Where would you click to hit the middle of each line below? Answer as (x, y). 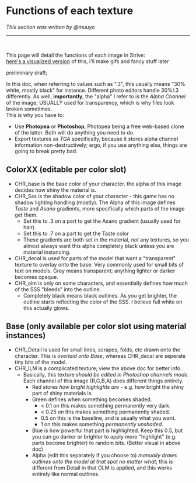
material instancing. (47, 252)
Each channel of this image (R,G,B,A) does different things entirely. (103, 381)
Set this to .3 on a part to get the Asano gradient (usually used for (102, 221)
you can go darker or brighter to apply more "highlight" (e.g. (104, 436)
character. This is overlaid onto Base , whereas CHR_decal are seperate (100, 356)
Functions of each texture (70, 11)
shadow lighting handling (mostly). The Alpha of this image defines (95, 202)
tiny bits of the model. (41, 362)
